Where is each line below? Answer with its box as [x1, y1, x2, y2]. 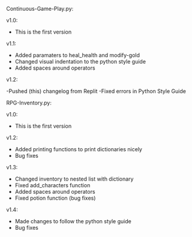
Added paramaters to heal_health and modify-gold [14, 52, 140, 59]
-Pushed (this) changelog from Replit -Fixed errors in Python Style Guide [6, 88, 186, 95]
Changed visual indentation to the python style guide [14, 58, 146, 65]
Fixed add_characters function [14, 182, 91, 188]
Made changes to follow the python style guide [14, 218, 132, 224]
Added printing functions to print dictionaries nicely [14, 146, 143, 152]
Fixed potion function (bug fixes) [14, 194, 96, 202]
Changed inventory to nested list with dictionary [14, 175, 134, 182]
